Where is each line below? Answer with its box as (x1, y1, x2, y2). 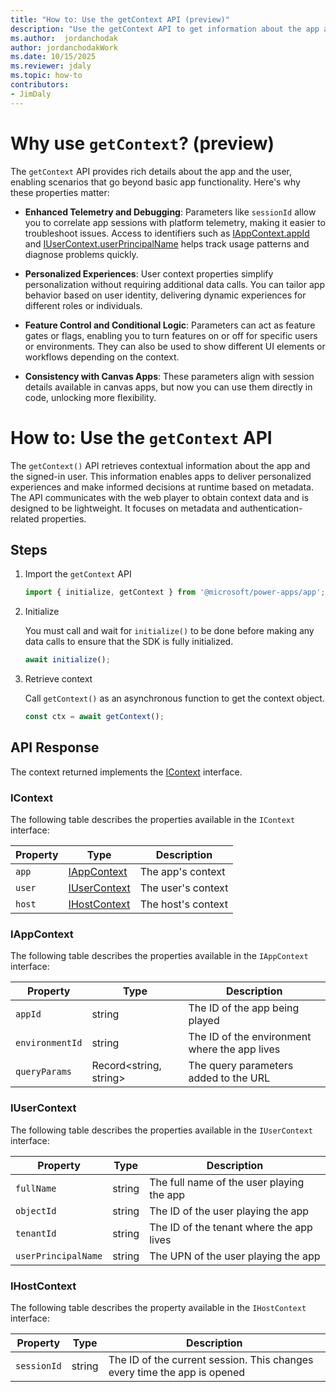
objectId (15, 1205, 57, 1216)
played (188, 1014, 220, 1028)
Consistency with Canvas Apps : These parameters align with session (24, 370, 315, 382)
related (10, 512, 40, 525)
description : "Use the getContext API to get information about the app (10, 24, 320, 34)
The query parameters (188, 1059, 294, 1073)
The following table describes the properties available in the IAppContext (10, 950, 309, 962)
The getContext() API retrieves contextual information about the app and (10, 459, 311, 471)
